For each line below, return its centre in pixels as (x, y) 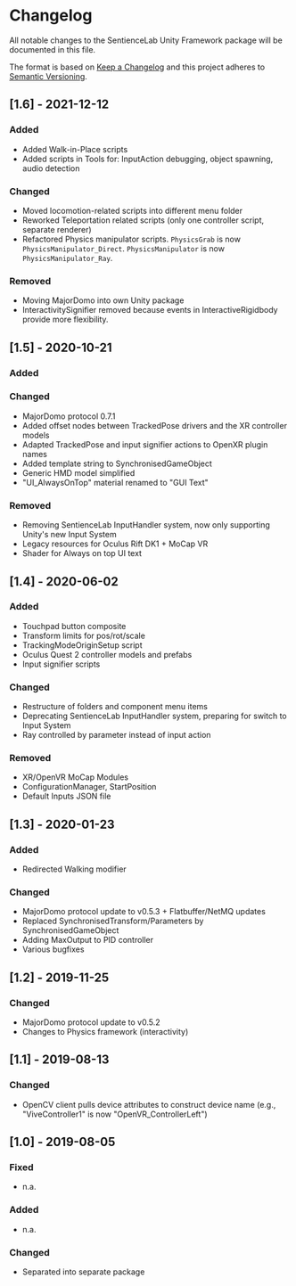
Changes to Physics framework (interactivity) (105, 1032)
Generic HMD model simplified (78, 472)
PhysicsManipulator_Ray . (67, 258)
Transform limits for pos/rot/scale (83, 635)
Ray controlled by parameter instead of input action (116, 735)
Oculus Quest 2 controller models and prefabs (107, 654)
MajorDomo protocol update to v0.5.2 (91, 1022)
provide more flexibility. (65, 319)
